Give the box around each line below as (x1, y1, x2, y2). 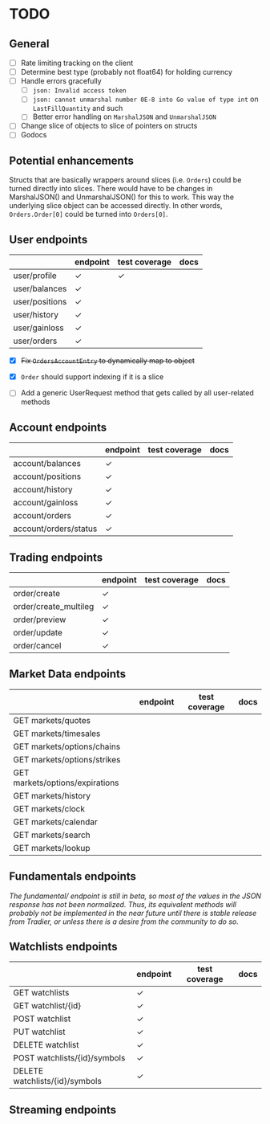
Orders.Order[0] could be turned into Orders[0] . (9, 210, 168, 219)
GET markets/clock (13, 803, 86, 814)
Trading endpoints (9, 550, 103, 564)
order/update (13, 627, 63, 638)
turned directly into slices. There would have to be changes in (9, 184, 213, 194)
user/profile (13, 270, 57, 281)
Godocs (20, 130, 47, 140)
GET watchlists (13, 987, 70, 999)
